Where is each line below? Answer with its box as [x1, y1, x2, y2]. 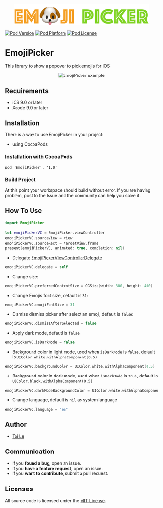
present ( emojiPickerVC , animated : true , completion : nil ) [5, 245, 125, 251]
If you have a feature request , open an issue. [12, 466, 103, 471]
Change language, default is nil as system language [12, 396, 117, 403]
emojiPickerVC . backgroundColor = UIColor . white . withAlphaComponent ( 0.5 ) [5, 364, 155, 369]
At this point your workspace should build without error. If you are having [5, 187, 151, 193]
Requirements [5, 87, 49, 95]
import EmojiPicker [5, 220, 45, 225]
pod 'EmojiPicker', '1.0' [5, 165, 57, 170]
